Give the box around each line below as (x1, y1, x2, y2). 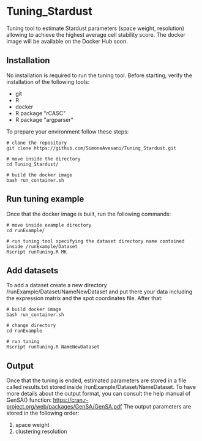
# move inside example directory (6, 222, 92, 228)
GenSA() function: (6, 396, 52, 404)
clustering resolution (15, 428, 67, 435)
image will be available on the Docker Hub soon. (6, 37, 128, 45)
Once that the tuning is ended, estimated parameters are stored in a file (6, 377, 187, 384)
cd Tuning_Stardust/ (6, 161, 59, 167)
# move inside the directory (6, 156, 81, 162)
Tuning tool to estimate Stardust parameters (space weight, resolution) (6, 24, 185, 32)
